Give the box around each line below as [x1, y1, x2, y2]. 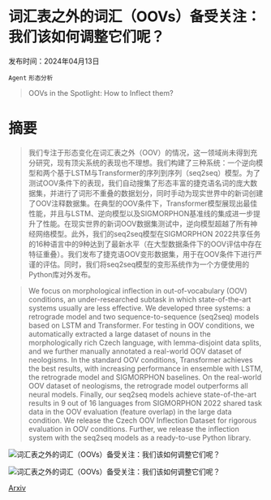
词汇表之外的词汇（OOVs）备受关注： [8, 7, 261, 26]
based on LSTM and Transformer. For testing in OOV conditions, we [28, 320, 255, 330]
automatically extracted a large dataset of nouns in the [28, 328, 211, 338]
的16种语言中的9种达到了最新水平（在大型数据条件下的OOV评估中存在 [28, 239, 262, 249]
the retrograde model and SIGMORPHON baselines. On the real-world [28, 372, 262, 382]
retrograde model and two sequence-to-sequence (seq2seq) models [28, 311, 260, 321]
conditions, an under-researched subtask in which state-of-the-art [28, 294, 252, 304]
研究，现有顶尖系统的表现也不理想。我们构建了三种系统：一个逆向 [35, 158, 256, 167]
